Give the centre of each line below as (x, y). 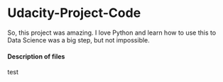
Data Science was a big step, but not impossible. (79, 40)
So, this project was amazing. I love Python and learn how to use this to (112, 33)
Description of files (36, 56)
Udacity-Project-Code (74, 13)
